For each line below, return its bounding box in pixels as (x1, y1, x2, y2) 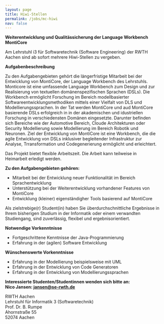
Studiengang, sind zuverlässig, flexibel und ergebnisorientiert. (5, 216, 131, 221)
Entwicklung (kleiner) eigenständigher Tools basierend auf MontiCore (12, 196, 153, 202)
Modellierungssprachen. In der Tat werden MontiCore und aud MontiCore (5, 105, 153, 110)
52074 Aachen (5, 315, 35, 321)
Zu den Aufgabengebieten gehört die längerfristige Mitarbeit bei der (5, 73, 142, 79)
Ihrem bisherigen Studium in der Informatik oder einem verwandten (5, 211, 141, 216)
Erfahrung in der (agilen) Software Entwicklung (12, 240, 107, 246)
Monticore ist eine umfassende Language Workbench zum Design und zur (5, 84, 155, 90)
